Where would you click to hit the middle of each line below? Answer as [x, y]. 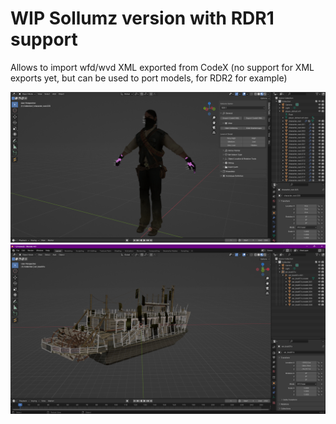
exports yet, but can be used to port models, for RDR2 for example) [149, 78]
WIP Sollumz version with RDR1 [142, 18]
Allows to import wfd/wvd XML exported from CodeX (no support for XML [162, 67]
